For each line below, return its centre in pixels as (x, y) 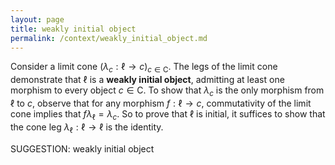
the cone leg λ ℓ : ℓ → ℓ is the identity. (87, 128)
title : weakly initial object (73, 29)
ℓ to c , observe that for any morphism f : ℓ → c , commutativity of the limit (161, 103)
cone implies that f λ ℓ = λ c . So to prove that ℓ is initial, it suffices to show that (168, 114)
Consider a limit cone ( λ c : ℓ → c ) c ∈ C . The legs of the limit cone (144, 68)
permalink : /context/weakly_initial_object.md (109, 38)
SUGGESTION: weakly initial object (82, 148)
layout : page (37, 19)
